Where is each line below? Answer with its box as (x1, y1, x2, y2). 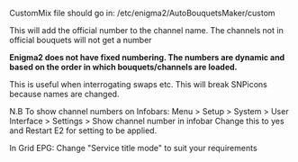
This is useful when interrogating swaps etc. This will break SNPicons (9, 79, 267, 89)
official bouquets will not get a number (9, 35, 152, 45)
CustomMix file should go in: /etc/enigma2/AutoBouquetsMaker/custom (9, 8, 276, 18)
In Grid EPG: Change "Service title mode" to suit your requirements (9, 143, 258, 153)
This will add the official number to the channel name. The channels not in (9, 25, 284, 35)
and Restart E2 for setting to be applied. (9, 125, 158, 136)
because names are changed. (9, 89, 120, 99)
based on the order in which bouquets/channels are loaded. (9, 62, 238, 72)
